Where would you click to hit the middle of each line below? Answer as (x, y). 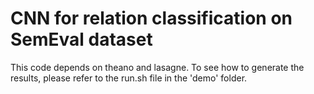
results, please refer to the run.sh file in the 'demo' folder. (129, 78)
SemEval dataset (81, 39)
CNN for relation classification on (151, 18)
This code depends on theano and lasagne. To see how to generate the (157, 67)
